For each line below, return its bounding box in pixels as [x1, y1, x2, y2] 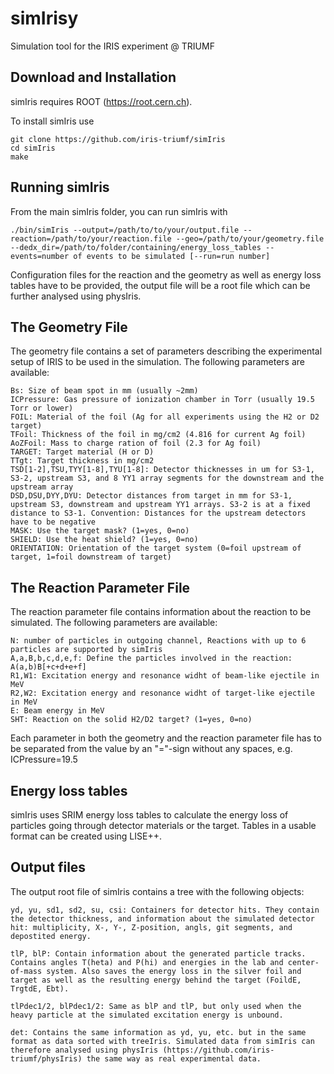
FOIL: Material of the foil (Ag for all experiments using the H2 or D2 [10, 412, 320, 422]
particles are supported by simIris [10, 645, 163, 655]
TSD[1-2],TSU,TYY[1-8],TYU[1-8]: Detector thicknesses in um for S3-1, [10, 465, 315, 475]
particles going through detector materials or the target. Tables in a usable [10, 820, 317, 831]
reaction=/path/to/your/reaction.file [10, 233, 172, 244]
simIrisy [10, 7, 79, 30]
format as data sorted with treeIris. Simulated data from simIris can [10, 1036, 315, 1046]
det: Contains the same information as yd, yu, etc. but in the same [10, 1027, 307, 1037]
